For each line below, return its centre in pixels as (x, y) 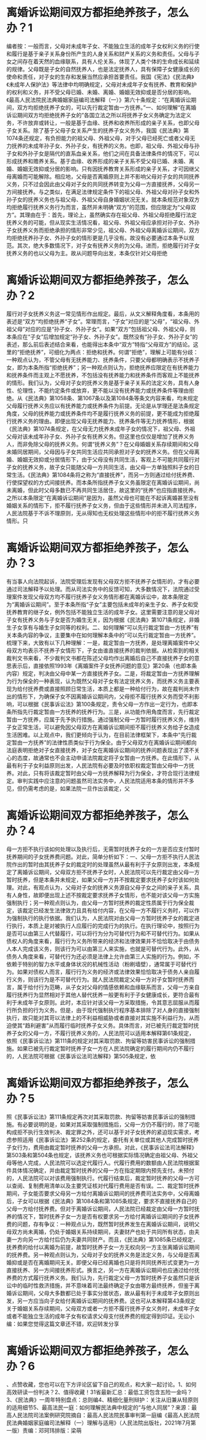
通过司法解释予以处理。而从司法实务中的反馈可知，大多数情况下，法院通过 (100, 589)
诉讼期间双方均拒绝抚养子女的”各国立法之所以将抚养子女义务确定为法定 (96, 115)
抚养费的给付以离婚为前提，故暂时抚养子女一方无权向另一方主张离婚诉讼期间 (103, 1247)
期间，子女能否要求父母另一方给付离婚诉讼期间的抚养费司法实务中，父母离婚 (103, 1193)
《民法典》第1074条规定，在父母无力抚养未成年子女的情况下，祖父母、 (96, 429)
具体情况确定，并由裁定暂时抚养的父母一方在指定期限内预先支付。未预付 (103, 1170)
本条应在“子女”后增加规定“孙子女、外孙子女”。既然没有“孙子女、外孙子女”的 (102, 337)
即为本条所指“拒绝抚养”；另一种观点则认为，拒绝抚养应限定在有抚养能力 (108, 367)
